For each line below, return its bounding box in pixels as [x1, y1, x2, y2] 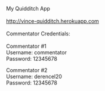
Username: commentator [6, 49, 67, 56]
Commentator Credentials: [6, 30, 71, 37]
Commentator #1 [6, 43, 47, 50]
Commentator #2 [6, 67, 48, 73]
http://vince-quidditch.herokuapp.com [6, 18, 99, 24]
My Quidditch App [6, 5, 50, 12]
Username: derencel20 [6, 73, 63, 80]
